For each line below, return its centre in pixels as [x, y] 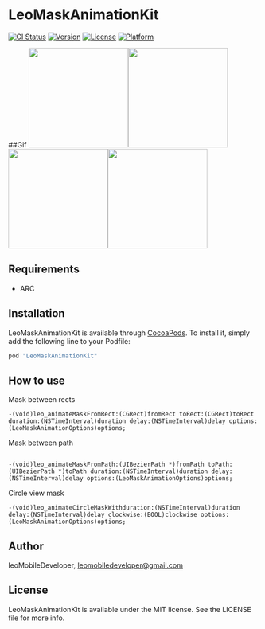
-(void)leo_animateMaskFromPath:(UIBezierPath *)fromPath [106, 465]
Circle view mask [36, 493]
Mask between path [41, 443]
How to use [37, 380]
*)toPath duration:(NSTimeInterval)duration [133, 471]
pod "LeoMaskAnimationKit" [53, 356]
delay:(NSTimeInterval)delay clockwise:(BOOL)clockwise [103, 515]
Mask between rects [42, 400]
